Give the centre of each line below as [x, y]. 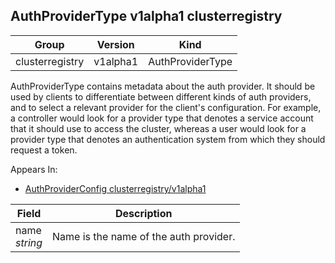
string [29, 242]
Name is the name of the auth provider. [144, 236]
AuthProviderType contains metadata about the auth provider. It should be [163, 86]
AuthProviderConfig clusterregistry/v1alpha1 [115, 188]
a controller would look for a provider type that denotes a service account [162, 118]
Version [115, 44]
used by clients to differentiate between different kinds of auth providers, [161, 96]
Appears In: [34, 169]
